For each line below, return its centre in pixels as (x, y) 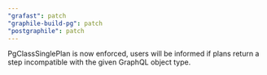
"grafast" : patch (37, 16)
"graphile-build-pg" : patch (55, 23)
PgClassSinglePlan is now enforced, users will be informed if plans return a (133, 54)
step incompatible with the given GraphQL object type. (99, 62)
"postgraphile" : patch (46, 31)
